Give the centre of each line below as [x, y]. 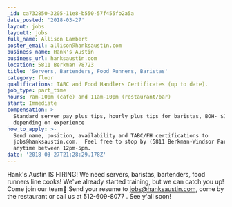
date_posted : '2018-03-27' [46, 20]
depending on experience [49, 122]
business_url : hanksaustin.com [52, 59]
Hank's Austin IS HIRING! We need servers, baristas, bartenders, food [106, 174]
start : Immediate [32, 103]
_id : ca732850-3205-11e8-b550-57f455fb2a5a [71, 13]
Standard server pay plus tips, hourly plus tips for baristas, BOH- [115, 116]
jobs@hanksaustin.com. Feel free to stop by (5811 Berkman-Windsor [114, 142]
